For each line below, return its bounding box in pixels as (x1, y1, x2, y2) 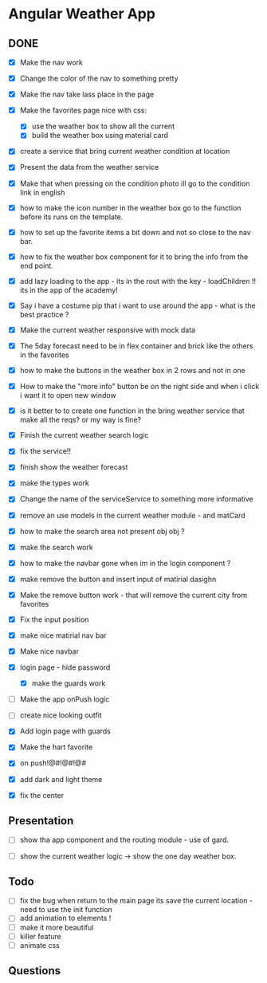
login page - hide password (19, 663, 111, 672)
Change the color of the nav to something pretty (19, 73, 179, 84)
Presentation (8, 814, 74, 828)
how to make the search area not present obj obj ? (19, 526, 185, 536)
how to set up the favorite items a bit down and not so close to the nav (19, 227, 251, 237)
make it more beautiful (19, 922, 94, 932)
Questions (8, 964, 61, 977)
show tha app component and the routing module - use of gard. (19, 835, 230, 845)
